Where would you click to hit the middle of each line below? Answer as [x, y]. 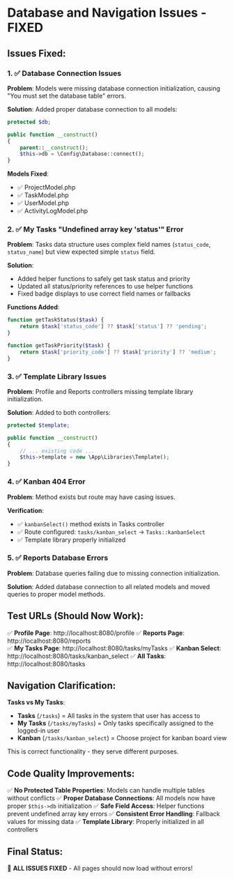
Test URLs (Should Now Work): [76, 616]
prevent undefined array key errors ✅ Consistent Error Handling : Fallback [114, 814]
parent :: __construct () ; [54, 148]
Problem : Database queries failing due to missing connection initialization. [114, 573]
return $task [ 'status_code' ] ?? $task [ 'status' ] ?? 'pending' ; [114, 327]
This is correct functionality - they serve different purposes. [93, 751]
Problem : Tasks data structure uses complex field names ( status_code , [109, 245]
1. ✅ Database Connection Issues [64, 73]
